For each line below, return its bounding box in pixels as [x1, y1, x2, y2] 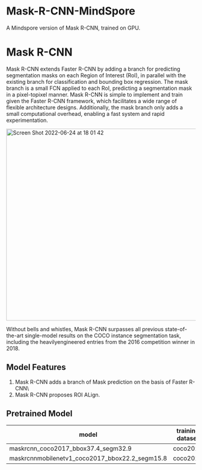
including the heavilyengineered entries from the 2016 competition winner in [6, 338, 195, 345]
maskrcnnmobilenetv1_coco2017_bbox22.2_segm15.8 [9, 454, 167, 462]
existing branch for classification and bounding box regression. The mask [6, 78, 188, 85]
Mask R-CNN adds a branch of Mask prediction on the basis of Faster [14, 378, 188, 386]
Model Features [6, 362, 66, 372]
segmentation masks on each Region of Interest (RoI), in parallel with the [6, 71, 186, 79]
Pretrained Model [6, 408, 73, 419]
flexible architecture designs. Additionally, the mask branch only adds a [6, 104, 183, 111]
